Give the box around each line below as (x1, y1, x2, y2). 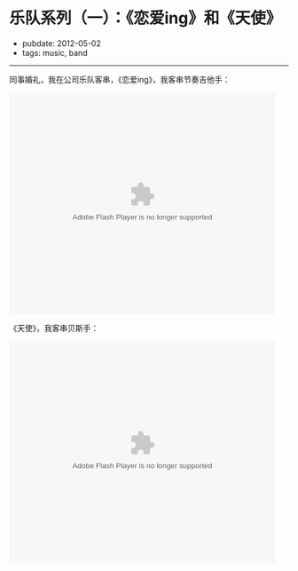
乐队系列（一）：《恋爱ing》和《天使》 (9, 8, 282, 28)
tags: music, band (21, 47, 88, 58)
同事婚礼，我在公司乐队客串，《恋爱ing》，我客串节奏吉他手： (9, 74, 231, 84)
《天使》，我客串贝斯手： (9, 322, 99, 333)
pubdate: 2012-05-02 (21, 37, 102, 49)
